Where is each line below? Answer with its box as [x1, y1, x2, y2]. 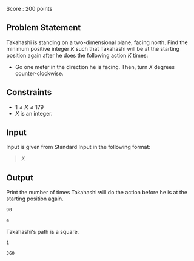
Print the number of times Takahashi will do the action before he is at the [6, 189, 188, 196]
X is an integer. [15, 110, 53, 117]
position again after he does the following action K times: [6, 51, 149, 59]
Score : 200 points [6, 5, 53, 12]
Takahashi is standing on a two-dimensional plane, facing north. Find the [6, 39, 188, 46]
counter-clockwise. [15, 70, 64, 77]
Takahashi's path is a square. [6, 228, 79, 236]
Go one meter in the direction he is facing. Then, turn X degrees [15, 63, 175, 70]
